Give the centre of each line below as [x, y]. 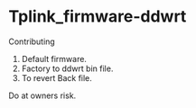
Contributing [32, 41]
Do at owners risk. [42, 95]
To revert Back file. [56, 77]
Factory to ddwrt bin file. [67, 68]
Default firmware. [54, 58]
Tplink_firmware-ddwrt [98, 17]
